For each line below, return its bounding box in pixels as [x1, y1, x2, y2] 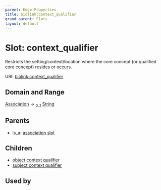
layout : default [5, 21, 39, 26]
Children [5, 144, 32, 152]
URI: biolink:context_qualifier [5, 74, 63, 80]
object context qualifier [12, 157, 60, 163]
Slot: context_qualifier [5, 43, 99, 53]
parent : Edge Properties [5, 7, 56, 12]
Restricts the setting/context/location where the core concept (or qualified [5, 59, 157, 65]
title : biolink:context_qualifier [5, 12, 77, 17]
